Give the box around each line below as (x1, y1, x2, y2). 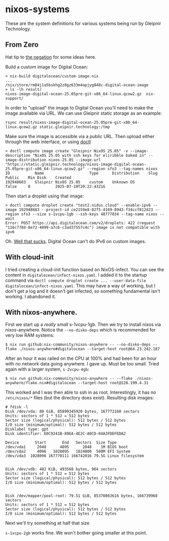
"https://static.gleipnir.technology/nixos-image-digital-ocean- (5, 161, 146, 167)
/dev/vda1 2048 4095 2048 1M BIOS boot (5, 445, 128, 450)
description (5, 153, 30, 158)
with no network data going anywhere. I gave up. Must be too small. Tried (5, 361, 159, 367)
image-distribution (5, 157, 47, 162)
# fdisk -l (5, 404, 28, 410)
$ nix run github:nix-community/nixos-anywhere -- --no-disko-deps (5, 342, 151, 347)
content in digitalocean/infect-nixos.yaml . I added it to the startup (5, 272, 147, 278)
